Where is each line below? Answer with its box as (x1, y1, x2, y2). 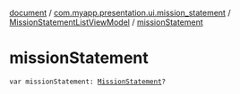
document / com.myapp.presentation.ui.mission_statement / (9, 8, 231, 18)
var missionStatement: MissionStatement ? (9, 77, 167, 86)
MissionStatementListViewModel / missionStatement (9, 17, 203, 27)
